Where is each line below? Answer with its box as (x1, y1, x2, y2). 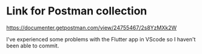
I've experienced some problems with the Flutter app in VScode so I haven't (6, 35, 196, 43)
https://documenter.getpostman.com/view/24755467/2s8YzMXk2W (6, 24, 177, 31)
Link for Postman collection (6, 4, 147, 18)
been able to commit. (6, 42, 59, 49)
